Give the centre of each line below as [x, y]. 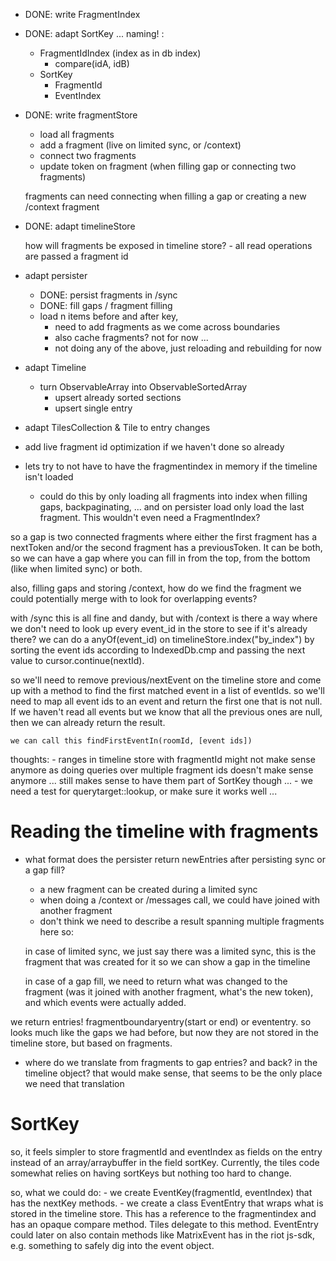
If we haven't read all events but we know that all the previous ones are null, [166, 712]
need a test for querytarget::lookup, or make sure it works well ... [144, 791]
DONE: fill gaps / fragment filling [106, 305]
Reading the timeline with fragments [164, 831]
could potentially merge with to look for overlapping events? [134, 598]
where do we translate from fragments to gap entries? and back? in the [171, 1062]
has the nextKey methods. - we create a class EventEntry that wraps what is [167, 1203]
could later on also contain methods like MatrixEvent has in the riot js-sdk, [162, 1235]
